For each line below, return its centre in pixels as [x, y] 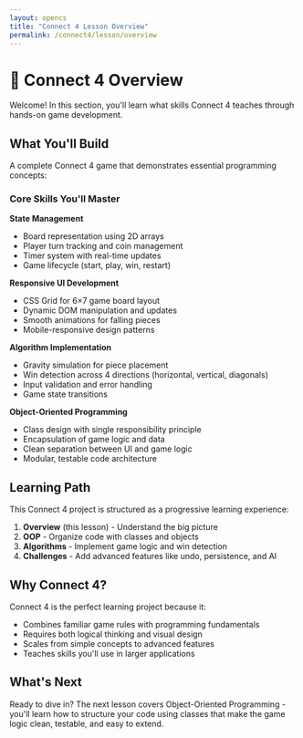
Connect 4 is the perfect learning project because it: [108, 607]
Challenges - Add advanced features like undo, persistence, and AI [150, 556]
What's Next [46, 682]
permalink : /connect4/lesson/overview [83, 35]
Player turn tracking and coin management [103, 246]
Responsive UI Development [64, 283]
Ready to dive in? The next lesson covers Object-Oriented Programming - [147, 704]
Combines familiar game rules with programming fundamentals [141, 625]
